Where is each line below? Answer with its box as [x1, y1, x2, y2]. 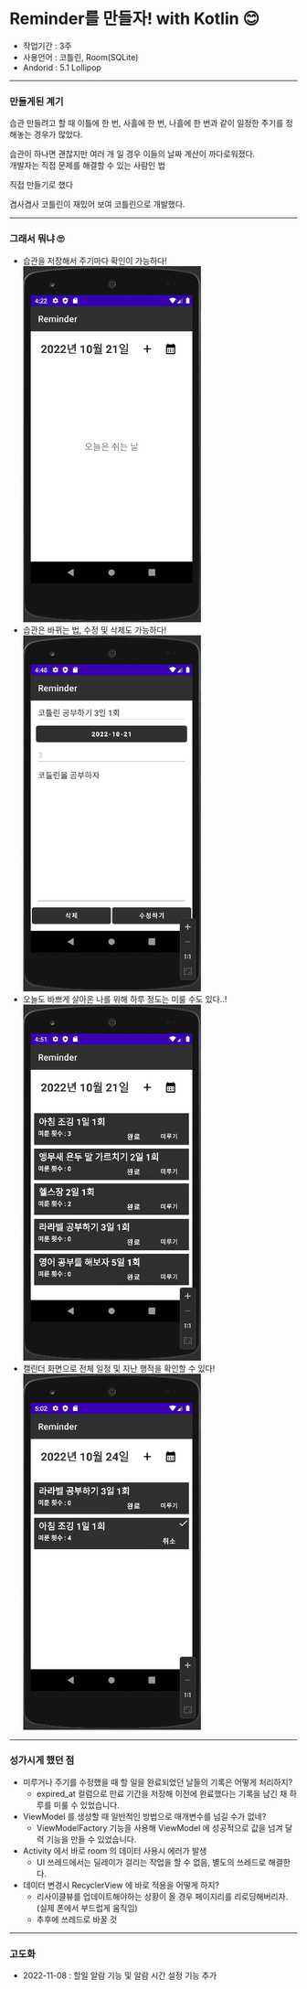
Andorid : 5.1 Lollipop [22, 61, 102, 73]
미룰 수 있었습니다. [53, 1799, 121, 1811]
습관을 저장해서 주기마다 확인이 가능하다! [22, 255, 167, 266]
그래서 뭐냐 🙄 [9, 232, 65, 245]
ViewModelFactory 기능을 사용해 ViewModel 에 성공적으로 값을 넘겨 [36, 1822, 283, 1834]
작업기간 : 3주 [22, 40, 72, 51]
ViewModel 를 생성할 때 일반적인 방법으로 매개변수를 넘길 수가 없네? [22, 1811, 267, 1822]
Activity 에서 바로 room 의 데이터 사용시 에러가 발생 [22, 1845, 207, 1856]
